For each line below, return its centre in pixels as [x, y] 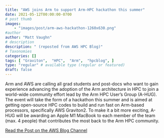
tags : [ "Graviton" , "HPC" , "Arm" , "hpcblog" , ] [59, 61]
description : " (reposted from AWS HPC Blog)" [54, 47]
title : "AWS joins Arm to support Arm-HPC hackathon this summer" [75, 10]
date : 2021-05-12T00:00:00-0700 [38, 14]
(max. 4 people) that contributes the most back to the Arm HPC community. [82, 121]
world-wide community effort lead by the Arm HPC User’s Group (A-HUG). [81, 94]
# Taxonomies [19, 51]
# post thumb [19, 19]
